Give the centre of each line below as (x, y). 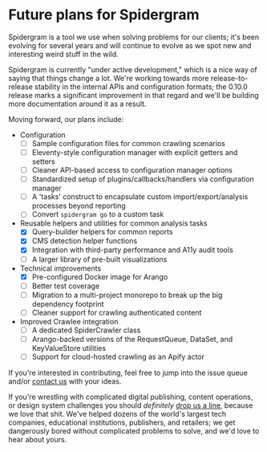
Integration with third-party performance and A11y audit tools (133, 250)
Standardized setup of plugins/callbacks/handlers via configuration (143, 179)
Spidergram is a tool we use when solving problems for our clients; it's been (134, 37)
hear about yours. (38, 440)
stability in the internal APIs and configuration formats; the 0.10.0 (142, 87)
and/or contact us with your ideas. (65, 381)
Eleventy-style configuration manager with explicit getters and (135, 153)
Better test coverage (66, 286)
